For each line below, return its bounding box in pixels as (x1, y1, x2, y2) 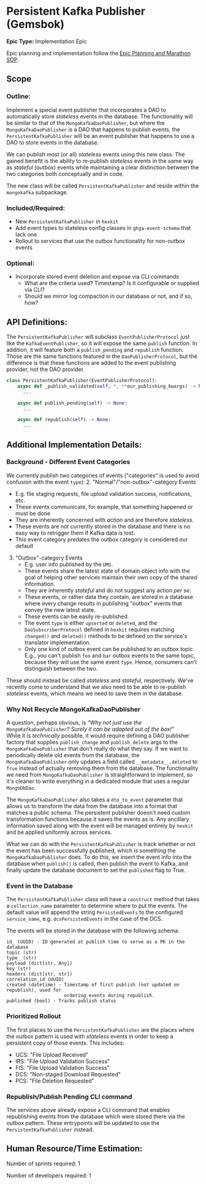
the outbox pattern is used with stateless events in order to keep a (6, 1032, 174, 1040)
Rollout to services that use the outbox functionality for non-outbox (15, 237, 185, 245)
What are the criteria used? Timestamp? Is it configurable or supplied (24, 280, 199, 287)
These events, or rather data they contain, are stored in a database (24, 593, 193, 600)
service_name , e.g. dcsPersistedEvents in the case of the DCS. (6, 915, 163, 923)
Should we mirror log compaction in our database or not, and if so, (24, 292, 193, 300)
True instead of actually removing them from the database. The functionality (6, 764, 199, 772)
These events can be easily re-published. (24, 612, 129, 620)
